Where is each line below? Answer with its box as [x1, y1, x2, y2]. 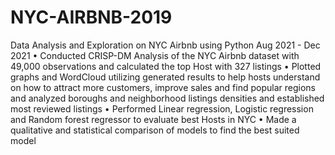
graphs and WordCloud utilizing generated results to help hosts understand [10, 71, 321, 83]
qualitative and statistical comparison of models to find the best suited [10, 124, 300, 136]
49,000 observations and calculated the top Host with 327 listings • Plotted [10, 60, 322, 72]
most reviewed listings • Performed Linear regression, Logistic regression [10, 102, 314, 115]
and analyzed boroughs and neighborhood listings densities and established [10, 92, 325, 104]
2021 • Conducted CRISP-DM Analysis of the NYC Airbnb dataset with [10, 49, 300, 61]
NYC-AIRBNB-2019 [10, 6, 173, 29]
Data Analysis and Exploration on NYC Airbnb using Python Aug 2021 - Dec [10, 39, 321, 51]
